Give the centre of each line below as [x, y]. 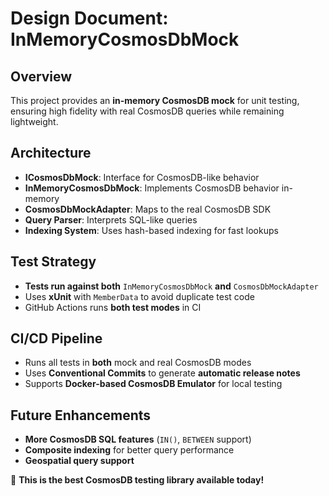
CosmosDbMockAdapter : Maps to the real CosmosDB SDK [148, 209]
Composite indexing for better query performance [129, 450]
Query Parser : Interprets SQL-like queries [111, 219]
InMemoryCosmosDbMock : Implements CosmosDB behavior [152, 188]
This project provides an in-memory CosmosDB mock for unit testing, [155, 100]
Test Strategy [53, 262]
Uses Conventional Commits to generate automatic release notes [162, 373]
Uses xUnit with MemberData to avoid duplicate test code [139, 296]
